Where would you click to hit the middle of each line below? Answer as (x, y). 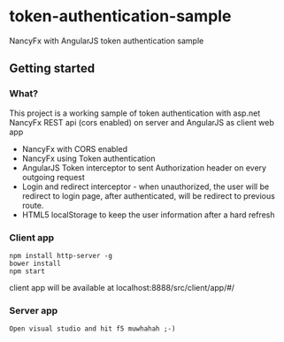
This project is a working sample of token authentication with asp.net (135, 113)
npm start (27, 271)
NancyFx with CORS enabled (75, 148)
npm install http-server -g (61, 255)
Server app (34, 310)
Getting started (52, 68)
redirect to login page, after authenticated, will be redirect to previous (149, 195)
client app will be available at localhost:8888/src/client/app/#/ (122, 287)
